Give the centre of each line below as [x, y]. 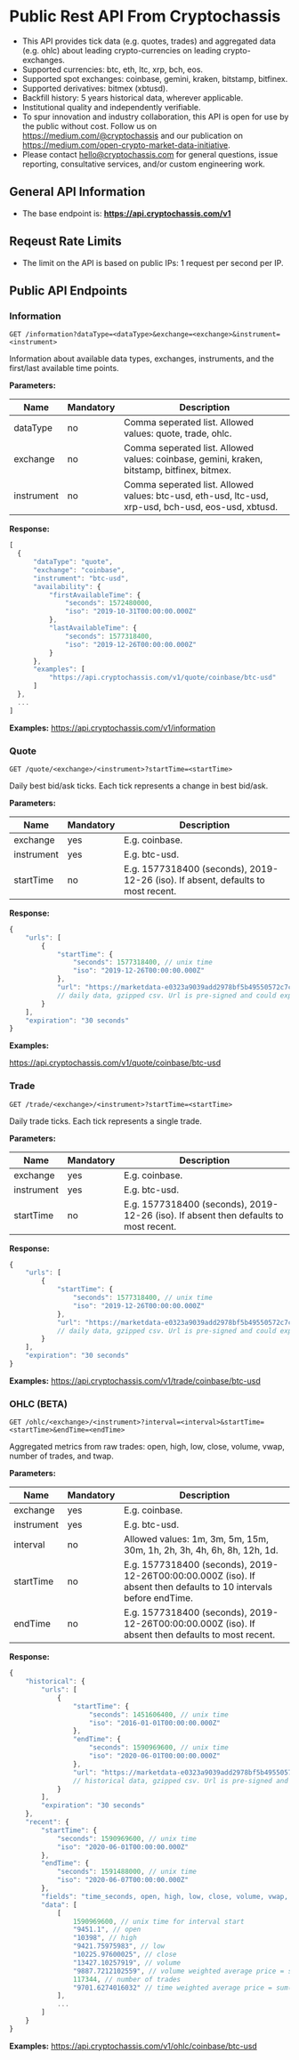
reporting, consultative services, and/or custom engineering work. [143, 164]
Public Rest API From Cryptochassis [145, 16]
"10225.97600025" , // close [125, 1955]
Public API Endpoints [69, 291]
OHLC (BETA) [39, 1403]
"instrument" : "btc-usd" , [81, 578]
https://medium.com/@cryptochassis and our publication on [132, 135]
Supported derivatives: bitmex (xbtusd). [95, 88]
